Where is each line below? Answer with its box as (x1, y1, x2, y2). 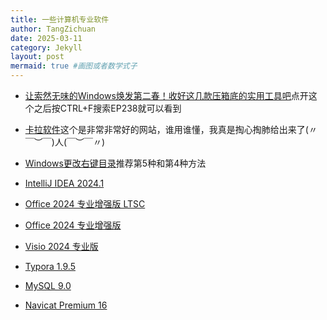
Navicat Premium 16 (24, 299, 108, 311)
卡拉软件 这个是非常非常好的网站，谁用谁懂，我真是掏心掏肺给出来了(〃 (24, 124, 318, 135)
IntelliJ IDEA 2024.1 (24, 177, 105, 189)
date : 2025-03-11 (10, 33, 83, 43)
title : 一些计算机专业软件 (10, 14, 110, 25)
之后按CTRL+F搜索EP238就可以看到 (33, 102, 182, 114)
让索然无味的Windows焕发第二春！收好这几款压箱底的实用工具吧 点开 (24, 90, 309, 101)
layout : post (10, 52, 65, 62)
